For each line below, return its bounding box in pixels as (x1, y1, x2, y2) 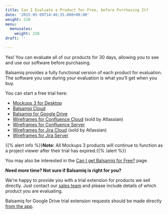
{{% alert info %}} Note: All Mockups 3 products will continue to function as (5, 142, 163, 148)
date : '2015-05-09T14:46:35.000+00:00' (5, 12, 90, 17)
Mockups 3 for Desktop (12, 100, 62, 106)
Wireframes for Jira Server (12, 132, 69, 138)
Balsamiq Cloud (12, 105, 46, 111)
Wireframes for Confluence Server (12, 121, 85, 128)
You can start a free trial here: (5, 90, 68, 96)
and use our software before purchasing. (5, 59, 91, 66)
